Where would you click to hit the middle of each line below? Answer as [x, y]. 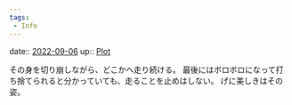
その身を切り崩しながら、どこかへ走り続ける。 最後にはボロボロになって [142, 69]
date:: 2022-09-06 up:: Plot [60, 51]
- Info [25, 26]
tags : [19, 17]
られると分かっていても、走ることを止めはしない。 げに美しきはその [158, 80]
